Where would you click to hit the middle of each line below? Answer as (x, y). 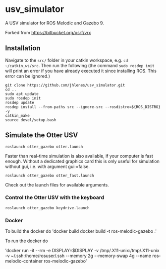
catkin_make (17, 115)
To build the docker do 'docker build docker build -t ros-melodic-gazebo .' (81, 231)
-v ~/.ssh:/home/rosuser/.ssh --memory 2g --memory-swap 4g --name (78, 256)
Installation (23, 48)
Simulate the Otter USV (42, 135)
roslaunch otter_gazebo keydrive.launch (48, 208)
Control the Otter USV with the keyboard (55, 197)
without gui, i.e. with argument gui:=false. (48, 166)
